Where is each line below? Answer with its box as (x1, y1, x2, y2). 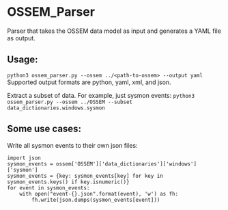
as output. (7, 34, 35, 42)
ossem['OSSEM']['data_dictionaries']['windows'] (55, 160, 197, 168)
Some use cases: (7, 123, 82, 135)
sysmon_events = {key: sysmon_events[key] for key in (7, 172, 164, 179)
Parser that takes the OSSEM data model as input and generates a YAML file (7, 27, 222, 35)
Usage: (7, 54, 39, 66)
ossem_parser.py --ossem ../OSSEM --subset (7, 99, 133, 105)
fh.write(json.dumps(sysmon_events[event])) (31, 196, 160, 203)
